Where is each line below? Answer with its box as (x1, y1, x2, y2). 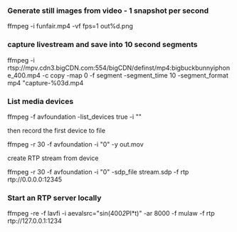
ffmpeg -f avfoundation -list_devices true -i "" (7, 112, 142, 121)
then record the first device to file (7, 126, 105, 135)
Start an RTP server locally (7, 193, 102, 203)
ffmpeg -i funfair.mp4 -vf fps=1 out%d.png (7, 22, 134, 31)
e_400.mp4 (7, 70, 41, 80)
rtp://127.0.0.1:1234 (7, 216, 62, 226)
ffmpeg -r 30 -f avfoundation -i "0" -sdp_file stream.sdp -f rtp (7, 167, 189, 176)
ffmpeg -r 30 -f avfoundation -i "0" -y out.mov (7, 139, 144, 148)
